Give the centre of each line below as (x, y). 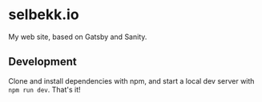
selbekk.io (44, 15)
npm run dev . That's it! (44, 89)
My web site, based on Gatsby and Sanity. (78, 37)
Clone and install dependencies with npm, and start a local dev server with (131, 80)
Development (43, 62)
